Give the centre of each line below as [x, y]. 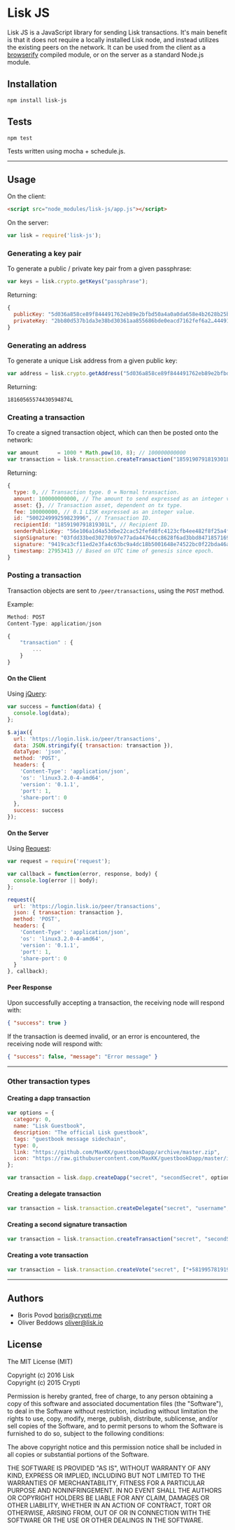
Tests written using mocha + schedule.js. [66, 151]
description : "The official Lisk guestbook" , [81, 1132]
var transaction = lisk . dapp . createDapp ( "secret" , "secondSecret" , [108, 1178]
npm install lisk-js [37, 100]
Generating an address [47, 345]
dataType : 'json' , [41, 752]
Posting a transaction [44, 575]
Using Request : [29, 848]
